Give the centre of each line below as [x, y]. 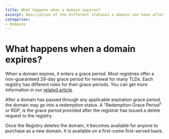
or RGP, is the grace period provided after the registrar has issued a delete [83, 110]
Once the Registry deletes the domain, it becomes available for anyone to [82, 126]
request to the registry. [29, 116]
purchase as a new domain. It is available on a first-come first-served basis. [84, 131]
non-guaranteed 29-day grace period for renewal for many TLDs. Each [79, 79]
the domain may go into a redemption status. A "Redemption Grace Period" [83, 105]
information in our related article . [39, 90]
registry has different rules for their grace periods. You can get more [76, 84]
